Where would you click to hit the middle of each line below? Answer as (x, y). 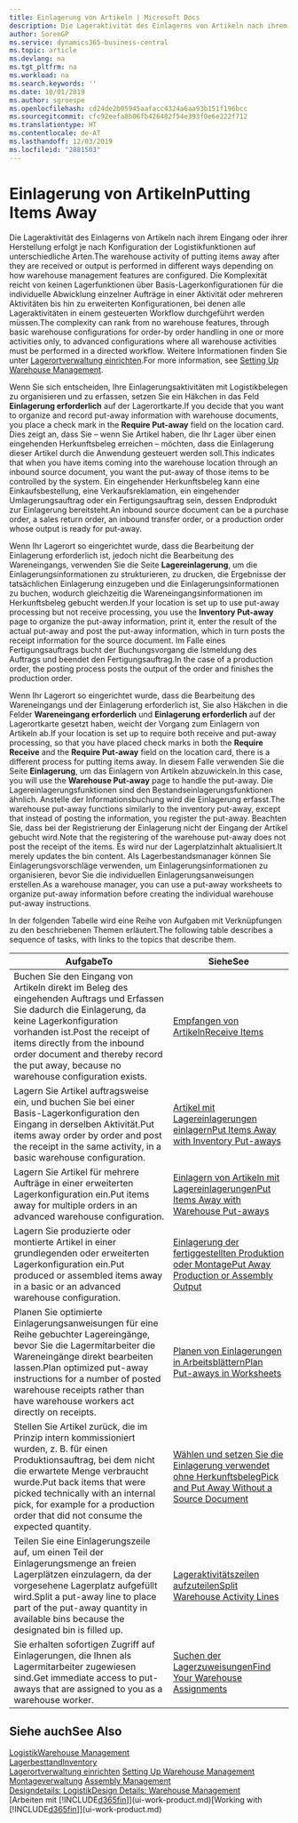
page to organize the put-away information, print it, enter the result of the (143, 621)
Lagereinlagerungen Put (222, 1188)
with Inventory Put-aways (227, 1141)
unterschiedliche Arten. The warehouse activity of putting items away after (145, 256)
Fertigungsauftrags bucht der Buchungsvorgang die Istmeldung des (133, 649)
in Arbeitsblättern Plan (218, 1361)
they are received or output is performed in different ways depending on (141, 265)
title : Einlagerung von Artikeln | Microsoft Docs (105, 17)
